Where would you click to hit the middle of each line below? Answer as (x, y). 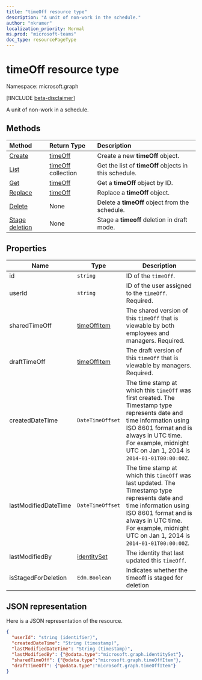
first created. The (151, 398)
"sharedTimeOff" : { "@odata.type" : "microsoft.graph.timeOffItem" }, (96, 660)
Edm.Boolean (94, 578)
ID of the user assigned (159, 285)
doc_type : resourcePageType (41, 40)
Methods (23, 129)
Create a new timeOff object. (138, 155)
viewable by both (150, 325)
